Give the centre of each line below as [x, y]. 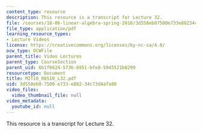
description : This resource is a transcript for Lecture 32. [84, 17]
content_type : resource [36, 12]
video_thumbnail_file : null [47, 95]
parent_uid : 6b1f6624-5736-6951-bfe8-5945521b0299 [71, 67]
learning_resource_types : [38, 34]
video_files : [23, 90]
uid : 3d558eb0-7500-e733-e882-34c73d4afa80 [62, 84]
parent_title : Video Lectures [44, 56]
